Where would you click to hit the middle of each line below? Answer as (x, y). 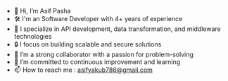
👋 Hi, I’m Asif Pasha (42, 11)
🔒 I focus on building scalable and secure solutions (88, 44)
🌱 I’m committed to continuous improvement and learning (97, 62)
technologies (33, 36)
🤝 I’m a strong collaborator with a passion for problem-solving (103, 54)
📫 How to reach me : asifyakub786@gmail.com (83, 70)
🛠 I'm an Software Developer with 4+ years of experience (98, 19)
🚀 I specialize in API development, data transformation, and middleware (118, 29)
